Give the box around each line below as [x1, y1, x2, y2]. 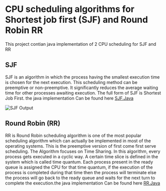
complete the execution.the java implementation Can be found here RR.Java [5, 180, 160, 186]
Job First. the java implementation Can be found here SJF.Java [5, 95, 134, 101]
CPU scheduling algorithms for [5, 3, 135, 15]
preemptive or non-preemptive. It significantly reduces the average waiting [5, 85, 159, 91]
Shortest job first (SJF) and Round [5, 14, 148, 25]
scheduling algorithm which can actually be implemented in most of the [5, 138, 151, 144]
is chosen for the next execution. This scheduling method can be [5, 79, 138, 85]
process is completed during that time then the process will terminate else [5, 169, 157, 175]
